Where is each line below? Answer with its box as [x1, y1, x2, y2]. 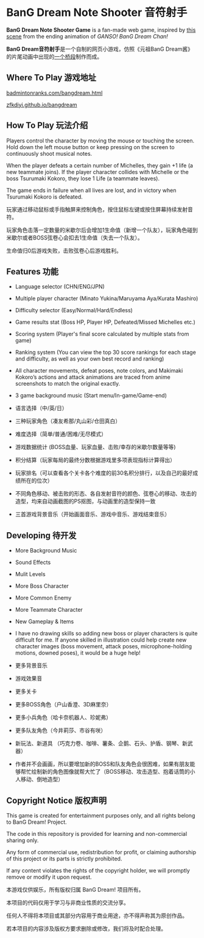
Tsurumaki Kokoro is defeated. [6, 193, 83, 200]
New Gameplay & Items [15, 618, 74, 625]
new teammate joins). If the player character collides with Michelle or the [6, 168, 189, 175]
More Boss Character [15, 582, 69, 590]
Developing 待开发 [6, 530, 77, 541]
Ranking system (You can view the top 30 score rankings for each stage [15, 349, 196, 356]
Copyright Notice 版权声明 [6, 795, 107, 805]
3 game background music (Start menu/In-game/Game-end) [15, 392, 167, 399]
